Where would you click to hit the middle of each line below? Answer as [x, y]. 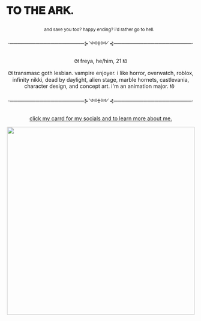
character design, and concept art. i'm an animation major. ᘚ [99, 86]
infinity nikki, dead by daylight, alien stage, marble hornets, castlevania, [101, 79]
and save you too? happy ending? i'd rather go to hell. [99, 29]
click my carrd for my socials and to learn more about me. [101, 118]
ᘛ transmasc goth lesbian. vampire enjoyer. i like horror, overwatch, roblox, [101, 73]
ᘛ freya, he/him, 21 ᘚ [101, 61]
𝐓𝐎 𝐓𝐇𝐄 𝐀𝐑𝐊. [40, 11]
